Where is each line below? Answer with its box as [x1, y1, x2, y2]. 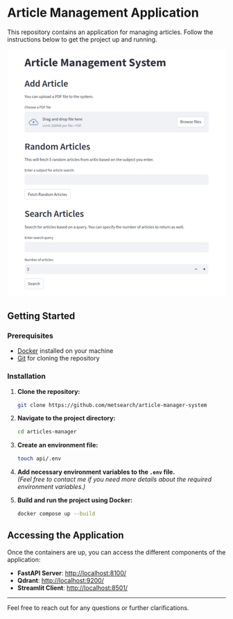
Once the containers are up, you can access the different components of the [7, 547, 226, 556]
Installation [7, 372, 46, 381]
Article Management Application [7, 5, 199, 21]
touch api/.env [17, 455, 62, 463]
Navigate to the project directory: [17, 414, 116, 422]
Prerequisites [7, 331, 53, 340]
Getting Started [7, 310, 76, 322]
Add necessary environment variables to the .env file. [17, 468, 175, 477]
